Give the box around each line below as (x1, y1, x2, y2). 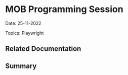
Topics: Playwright (5, 30, 44, 36)
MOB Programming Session (5, 4, 123, 15)
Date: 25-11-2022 (5, 20, 41, 26)
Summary (5, 61, 37, 70)
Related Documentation (5, 44, 81, 53)
